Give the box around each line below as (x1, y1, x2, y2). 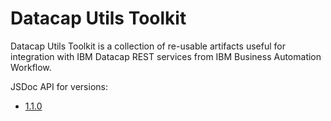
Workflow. (10, 61, 52, 73)
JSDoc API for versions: (10, 80, 108, 92)
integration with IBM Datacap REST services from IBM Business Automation (10, 50, 322, 62)
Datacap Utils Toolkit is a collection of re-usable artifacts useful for (10, 40, 286, 52)
